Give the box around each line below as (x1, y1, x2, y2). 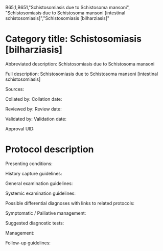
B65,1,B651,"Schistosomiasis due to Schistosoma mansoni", (5, 5, 130, 10)
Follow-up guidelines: (5, 240, 51, 246)
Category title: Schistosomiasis (5, 33, 142, 45)
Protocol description (5, 144, 94, 155)
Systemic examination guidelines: (5, 190, 76, 196)
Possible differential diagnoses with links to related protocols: (5, 200, 134, 206)
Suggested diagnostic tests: (5, 220, 64, 226)
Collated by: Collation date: (5, 96, 62, 102)
